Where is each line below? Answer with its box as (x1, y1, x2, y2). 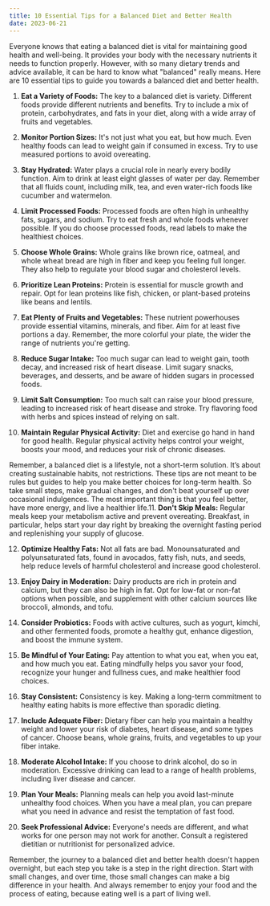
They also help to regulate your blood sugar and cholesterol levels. (20, 264, 241, 274)
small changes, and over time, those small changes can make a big (9, 871, 231, 881)
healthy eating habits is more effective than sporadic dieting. (20, 700, 221, 709)
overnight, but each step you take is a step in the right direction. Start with (9, 863, 254, 872)
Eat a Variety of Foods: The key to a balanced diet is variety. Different (20, 91, 252, 100)
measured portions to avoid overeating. (20, 149, 151, 159)
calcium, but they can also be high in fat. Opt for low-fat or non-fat (20, 585, 241, 594)
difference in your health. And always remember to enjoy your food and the (9, 880, 257, 890)
